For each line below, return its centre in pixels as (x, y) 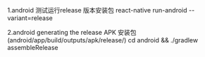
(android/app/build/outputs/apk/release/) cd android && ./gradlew (103, 40)
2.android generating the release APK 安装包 (72, 32)
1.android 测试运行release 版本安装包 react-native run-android (98, 10)
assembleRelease (33, 48)
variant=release (30, 18)
